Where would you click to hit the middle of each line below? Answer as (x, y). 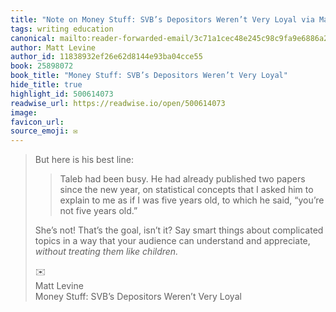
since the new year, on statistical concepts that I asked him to (186, 190)
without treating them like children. (106, 252)
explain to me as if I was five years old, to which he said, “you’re (192, 200)
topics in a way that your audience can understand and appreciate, (172, 241)
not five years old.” (98, 211)
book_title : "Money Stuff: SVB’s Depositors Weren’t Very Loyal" (149, 76)
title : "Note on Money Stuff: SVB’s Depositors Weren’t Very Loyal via (162, 19)
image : (24, 112)
